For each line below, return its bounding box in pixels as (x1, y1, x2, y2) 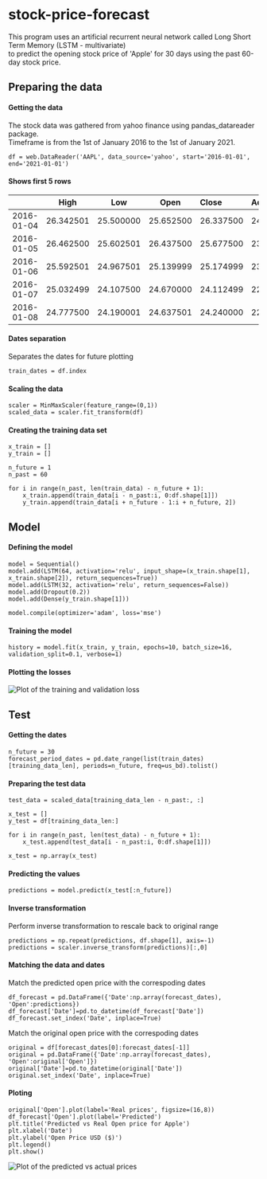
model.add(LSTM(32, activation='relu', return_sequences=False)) (8, 581, 229, 589)
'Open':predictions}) (8, 1000, 80, 1009)
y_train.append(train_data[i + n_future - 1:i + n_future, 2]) (22, 499, 237, 507)
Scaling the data (8, 384, 64, 394)
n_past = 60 (8, 471, 48, 479)
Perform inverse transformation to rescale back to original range (8, 921, 219, 930)
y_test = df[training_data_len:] (8, 817, 119, 825)
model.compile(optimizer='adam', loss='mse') (8, 609, 161, 617)
